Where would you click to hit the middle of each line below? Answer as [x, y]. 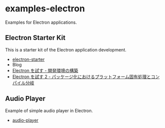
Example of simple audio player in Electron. [49, 110]
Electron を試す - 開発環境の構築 [45, 70]
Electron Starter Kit [35, 38]
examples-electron [45, 9]
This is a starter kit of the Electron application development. [66, 49]
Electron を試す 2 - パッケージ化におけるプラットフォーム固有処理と [82, 77]
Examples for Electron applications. [41, 22]
